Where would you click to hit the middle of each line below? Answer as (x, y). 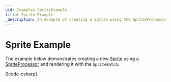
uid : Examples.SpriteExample (36, 10)
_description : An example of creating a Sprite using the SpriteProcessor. (87, 19)
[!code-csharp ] (21, 74)
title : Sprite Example (29, 15)
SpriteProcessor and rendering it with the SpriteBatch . (62, 64)
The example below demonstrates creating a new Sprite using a (72, 59)
